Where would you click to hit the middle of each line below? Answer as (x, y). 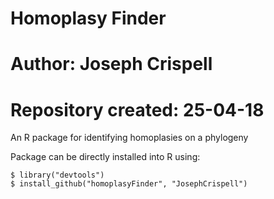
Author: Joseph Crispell (111, 64)
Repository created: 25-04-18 (137, 109)
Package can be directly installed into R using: (105, 157)
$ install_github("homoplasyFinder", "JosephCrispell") (129, 184)
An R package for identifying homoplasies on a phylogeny (129, 138)
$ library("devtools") (57, 175)
